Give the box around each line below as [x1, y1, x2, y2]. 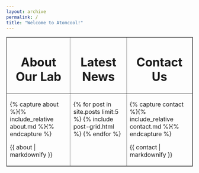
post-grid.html [73, 122, 114, 130]
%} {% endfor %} [73, 130, 121, 138]
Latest [80, 55, 117, 70]
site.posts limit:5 [73, 107, 119, 116]
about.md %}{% [9, 122, 54, 130]
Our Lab [15, 69, 62, 85]
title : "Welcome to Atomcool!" [6, 20, 84, 25]
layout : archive [6, 8, 46, 15]
